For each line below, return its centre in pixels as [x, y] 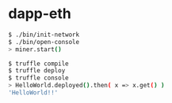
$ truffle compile [38, 64]
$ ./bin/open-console [44, 42]
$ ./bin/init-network [44, 35]
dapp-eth [40, 14]
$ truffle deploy [37, 71]
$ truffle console [38, 78]
